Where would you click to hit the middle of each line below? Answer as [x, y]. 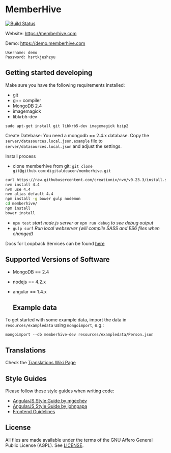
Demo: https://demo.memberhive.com [45, 43]
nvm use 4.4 [18, 189]
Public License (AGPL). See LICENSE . [45, 445]
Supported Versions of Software [58, 259]
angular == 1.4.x [30, 291]
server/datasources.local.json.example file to [54, 141]
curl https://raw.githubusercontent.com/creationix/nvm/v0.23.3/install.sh [87, 180]
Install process [21, 156]
